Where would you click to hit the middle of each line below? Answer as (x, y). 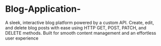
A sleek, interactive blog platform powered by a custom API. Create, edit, (80, 23)
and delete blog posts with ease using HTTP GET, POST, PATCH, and (76, 27)
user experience (22, 38)
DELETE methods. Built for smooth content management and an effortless (81, 33)
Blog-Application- (43, 9)
